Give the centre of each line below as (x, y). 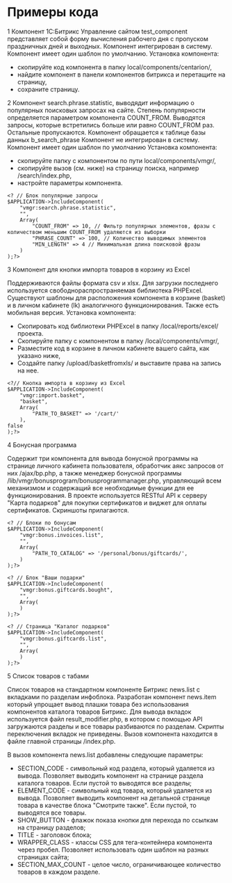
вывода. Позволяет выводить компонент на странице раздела (110, 775)
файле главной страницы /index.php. (61, 741)
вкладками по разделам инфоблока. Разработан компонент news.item (112, 696)
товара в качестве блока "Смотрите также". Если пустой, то (107, 805)
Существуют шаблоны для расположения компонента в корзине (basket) (116, 297)
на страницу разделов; (51, 827)
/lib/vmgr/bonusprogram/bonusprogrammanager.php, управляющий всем (114, 480)
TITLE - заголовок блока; (55, 835)
